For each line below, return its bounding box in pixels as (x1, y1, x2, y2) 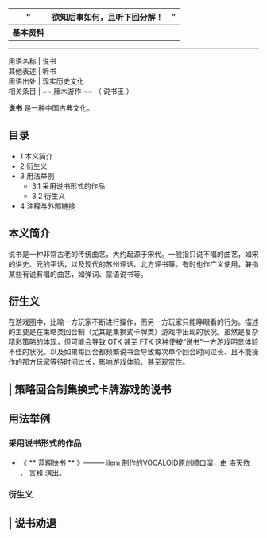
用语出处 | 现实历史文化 (8, 76, 85, 86)
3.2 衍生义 (31, 191, 66, 201)
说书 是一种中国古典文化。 (8, 103, 94, 112)
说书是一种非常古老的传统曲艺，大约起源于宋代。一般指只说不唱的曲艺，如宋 (8, 249, 259, 259)
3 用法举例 (19, 171, 55, 181)
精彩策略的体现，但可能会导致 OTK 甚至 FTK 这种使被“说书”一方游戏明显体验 (8, 337, 259, 347)
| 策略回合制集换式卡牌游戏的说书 (8, 382, 172, 396)
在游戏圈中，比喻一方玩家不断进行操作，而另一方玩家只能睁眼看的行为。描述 (8, 318, 259, 327)
